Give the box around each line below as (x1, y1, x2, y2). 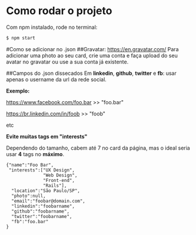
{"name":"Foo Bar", (6, 162, 54, 168)
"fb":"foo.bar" (11, 219, 49, 224)
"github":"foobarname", (11, 208, 69, 214)
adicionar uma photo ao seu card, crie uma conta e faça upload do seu (6, 52, 178, 59)
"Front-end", (43, 177, 75, 183)
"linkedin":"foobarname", (11, 203, 75, 209)
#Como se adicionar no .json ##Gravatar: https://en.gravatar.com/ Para (6, 45, 179, 52)
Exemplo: (6, 87, 30, 94)
